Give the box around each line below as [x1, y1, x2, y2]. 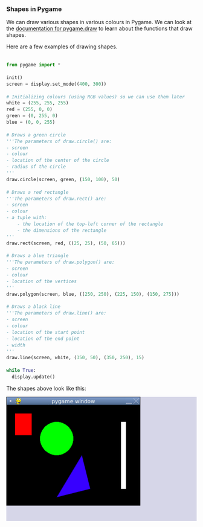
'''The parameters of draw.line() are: [6, 310, 107, 316]
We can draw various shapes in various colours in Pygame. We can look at [6, 19, 192, 26]
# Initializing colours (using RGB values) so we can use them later [6, 94, 185, 100]
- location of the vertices [6, 278, 77, 284]
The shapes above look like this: [6, 385, 86, 392]
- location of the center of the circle [6, 158, 110, 164]
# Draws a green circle [6, 132, 66, 138]
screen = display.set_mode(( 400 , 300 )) [6, 81, 107, 87]
